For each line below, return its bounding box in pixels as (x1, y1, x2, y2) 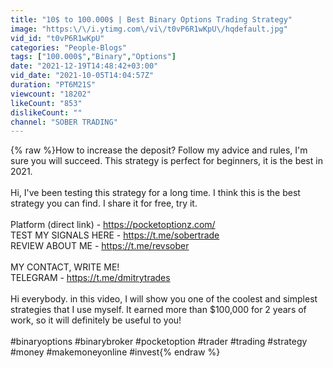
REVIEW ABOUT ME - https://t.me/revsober (10, 240, 190, 252)
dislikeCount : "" (10, 107, 83, 118)
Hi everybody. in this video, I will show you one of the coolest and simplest (10, 293, 318, 305)
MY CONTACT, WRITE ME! (10, 261, 120, 273)
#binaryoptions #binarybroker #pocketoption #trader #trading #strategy (10, 336, 308, 348)
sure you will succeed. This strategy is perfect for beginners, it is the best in (10, 155, 323, 167)
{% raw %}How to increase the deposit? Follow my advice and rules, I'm (10, 144, 308, 156)
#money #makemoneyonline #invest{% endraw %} (10, 346, 221, 358)
